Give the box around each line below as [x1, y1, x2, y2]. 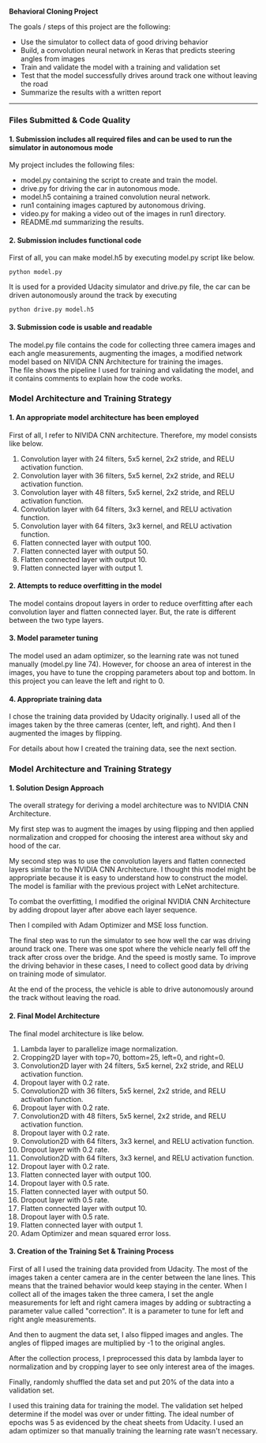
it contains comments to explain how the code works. [9, 373, 182, 383]
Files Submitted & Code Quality [9, 114, 131, 126]
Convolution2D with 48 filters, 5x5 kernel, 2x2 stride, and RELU [20, 1111, 227, 1120]
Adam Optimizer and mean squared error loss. [20, 1228, 171, 1238]
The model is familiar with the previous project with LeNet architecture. [9, 882, 240, 891]
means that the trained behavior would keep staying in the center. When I [9, 1280, 247, 1290]
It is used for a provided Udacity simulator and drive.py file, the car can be [9, 282, 251, 291]
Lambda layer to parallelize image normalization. [20, 1044, 178, 1053]
